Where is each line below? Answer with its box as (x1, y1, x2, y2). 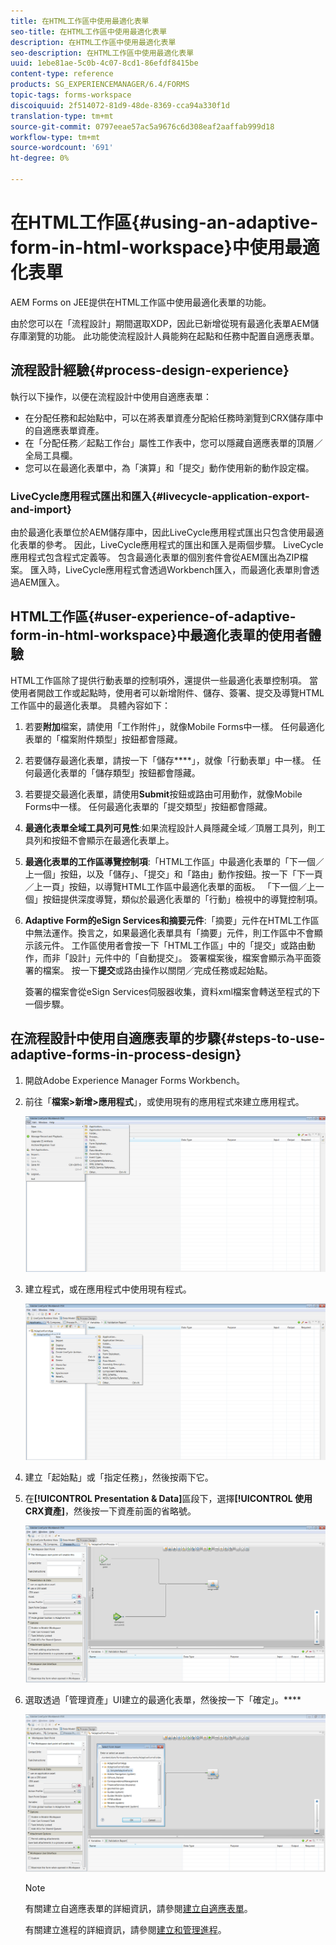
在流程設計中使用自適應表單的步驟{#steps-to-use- (10, 1030, 326, 1047)
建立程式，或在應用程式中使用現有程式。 (24, 1283, 192, 1295)
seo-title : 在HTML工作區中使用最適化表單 (10, 26, 168, 37)
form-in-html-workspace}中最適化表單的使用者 (10, 627, 309, 644)
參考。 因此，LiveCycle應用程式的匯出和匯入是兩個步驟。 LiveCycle (44, 538, 324, 550)
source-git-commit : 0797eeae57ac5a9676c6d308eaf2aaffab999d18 (10, 121, 275, 132)
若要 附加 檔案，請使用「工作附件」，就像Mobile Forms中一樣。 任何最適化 (24, 720, 325, 732)
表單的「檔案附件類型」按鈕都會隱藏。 (24, 733, 183, 745)
